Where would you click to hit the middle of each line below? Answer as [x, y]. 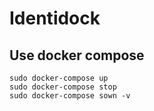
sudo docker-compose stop [63, 87]
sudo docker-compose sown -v [70, 96]
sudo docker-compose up [59, 78]
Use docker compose [77, 55]
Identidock [55, 18]
